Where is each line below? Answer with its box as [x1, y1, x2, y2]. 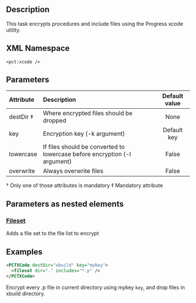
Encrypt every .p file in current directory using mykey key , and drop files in [6, 284, 185, 291]
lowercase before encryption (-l [43, 150, 131, 159]
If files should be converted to [43, 143, 125, 151]
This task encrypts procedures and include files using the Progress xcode [6, 20, 184, 27]
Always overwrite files [43, 167, 104, 175]
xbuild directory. [6, 290, 45, 297]
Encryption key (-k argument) [43, 130, 125, 138]
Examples [6, 247, 43, 257]
